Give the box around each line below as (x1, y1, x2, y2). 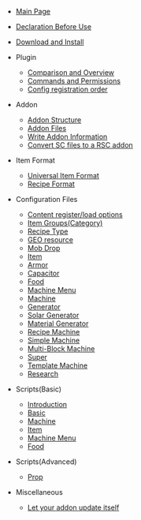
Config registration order (27, 84, 108, 94)
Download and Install (15, 37, 84, 47)
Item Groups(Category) (27, 219, 103, 227)
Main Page (15, 7, 51, 16)
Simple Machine (27, 335, 80, 345)
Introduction (27, 400, 68, 409)
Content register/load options (27, 210, 124, 219)
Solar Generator (27, 311, 80, 320)
